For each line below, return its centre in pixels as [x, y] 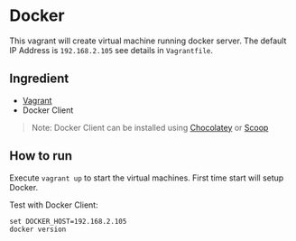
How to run [41, 156]
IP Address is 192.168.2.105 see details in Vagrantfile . [111, 50]
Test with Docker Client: [54, 205]
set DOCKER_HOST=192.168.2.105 [68, 221]
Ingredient [39, 79]
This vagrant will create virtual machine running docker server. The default [148, 41]
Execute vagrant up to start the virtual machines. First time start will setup [147, 178]
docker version [38, 229]
